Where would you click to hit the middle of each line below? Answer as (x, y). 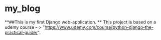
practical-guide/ (21, 32)
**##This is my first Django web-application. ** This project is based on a (80, 22)
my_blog (23, 9)
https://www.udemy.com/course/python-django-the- (99, 27)
